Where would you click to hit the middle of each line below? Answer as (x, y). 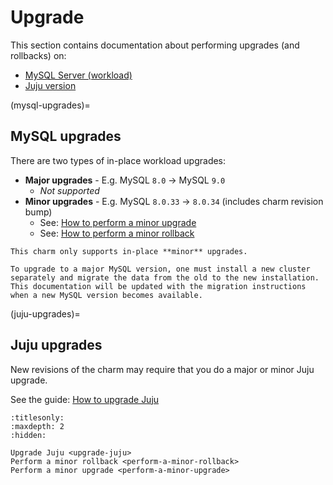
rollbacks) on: (38, 55)
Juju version (50, 85)
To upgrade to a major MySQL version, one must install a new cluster (160, 269)
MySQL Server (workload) (78, 75)
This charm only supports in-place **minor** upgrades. (129, 251)
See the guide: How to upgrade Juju (85, 399)
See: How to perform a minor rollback (117, 233)
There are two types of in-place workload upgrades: (118, 160)
